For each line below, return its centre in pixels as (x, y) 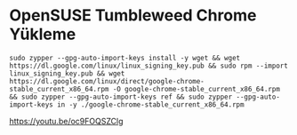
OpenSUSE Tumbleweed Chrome (133, 16)
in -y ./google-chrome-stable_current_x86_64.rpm (150, 104)
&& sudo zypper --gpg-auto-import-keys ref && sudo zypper (121, 97)
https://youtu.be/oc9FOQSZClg (66, 121)
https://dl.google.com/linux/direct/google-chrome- (107, 81)
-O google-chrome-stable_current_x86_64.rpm (196, 89)
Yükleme (43, 34)
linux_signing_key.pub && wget (67, 73)
